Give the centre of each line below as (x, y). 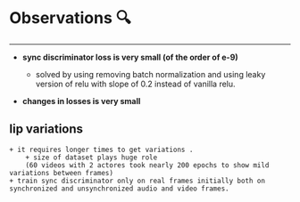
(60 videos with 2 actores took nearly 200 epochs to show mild (147, 165)
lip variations (46, 129)
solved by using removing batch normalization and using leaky (150, 74)
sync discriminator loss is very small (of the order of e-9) (130, 57)
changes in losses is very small (81, 101)
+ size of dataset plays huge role (92, 158)
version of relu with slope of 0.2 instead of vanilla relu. (135, 84)
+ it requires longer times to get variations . (101, 149)
